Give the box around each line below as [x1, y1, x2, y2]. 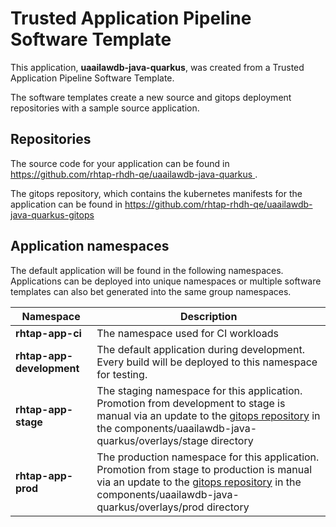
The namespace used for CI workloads [96, 326, 279, 340]
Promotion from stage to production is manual [96, 462, 313, 476]
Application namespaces [10, 238, 170, 255]
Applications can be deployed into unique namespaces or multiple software [10, 275, 322, 287]
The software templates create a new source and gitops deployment [10, 91, 292, 103]
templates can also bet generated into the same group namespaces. [10, 285, 292, 297]
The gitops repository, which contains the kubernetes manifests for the [10, 187, 303, 199]
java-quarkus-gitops [10, 208, 95, 221]
